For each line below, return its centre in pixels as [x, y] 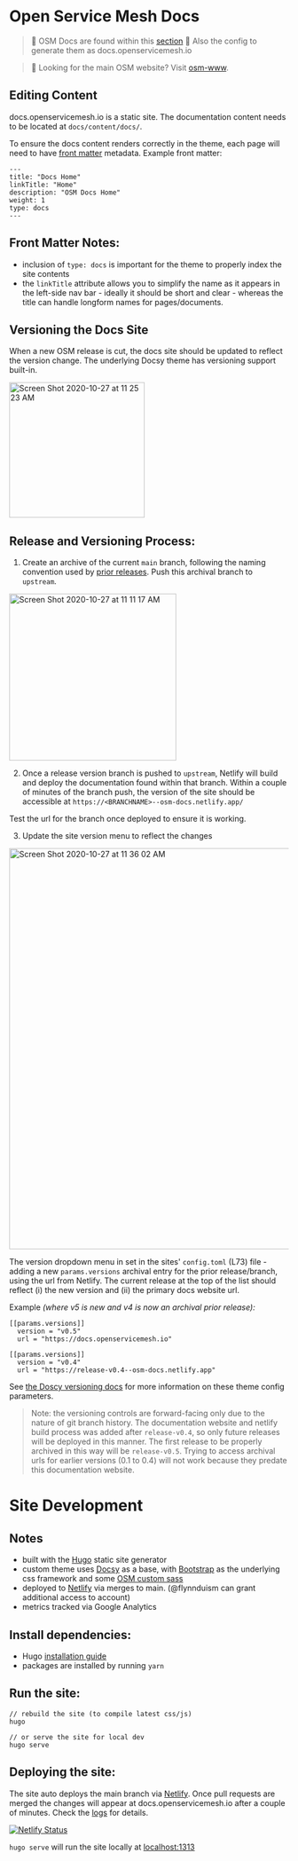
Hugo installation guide [64, 1656]
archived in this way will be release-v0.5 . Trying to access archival [153, 1451]
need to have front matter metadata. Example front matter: [116, 153]
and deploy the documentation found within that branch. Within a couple [154, 783]
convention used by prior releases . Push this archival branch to [137, 572]
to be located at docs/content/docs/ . [76, 126]
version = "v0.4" [49, 1363]
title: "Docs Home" [45, 177]
